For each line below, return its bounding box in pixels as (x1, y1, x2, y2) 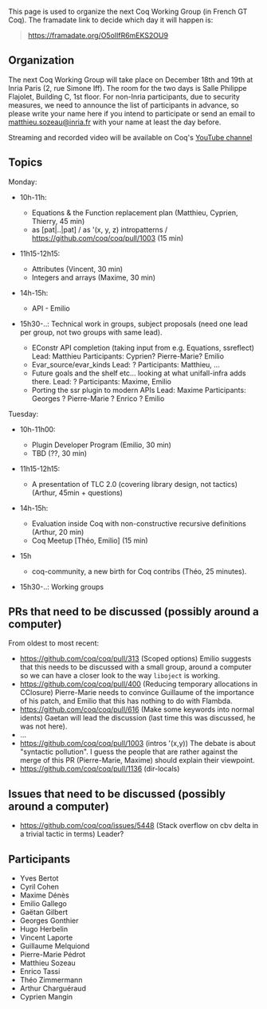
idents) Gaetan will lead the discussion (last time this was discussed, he (19, 713, 256, 723)
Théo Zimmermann (19, 976, 83, 985)
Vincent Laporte (19, 932, 73, 943)
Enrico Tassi (19, 967, 61, 976)
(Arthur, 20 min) (31, 527, 84, 536)
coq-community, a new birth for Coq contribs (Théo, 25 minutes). (31, 566, 247, 576)
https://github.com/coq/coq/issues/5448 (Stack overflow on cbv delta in (19, 821, 259, 830)
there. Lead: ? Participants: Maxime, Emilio (31, 376, 171, 386)
